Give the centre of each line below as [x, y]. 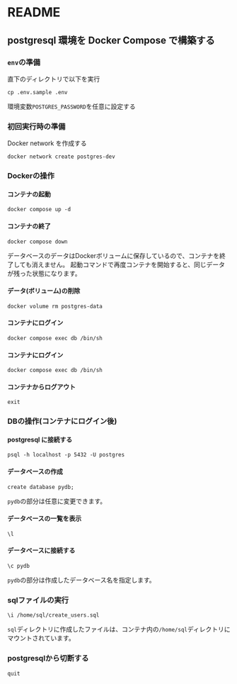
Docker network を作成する [47, 143]
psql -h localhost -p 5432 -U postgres [66, 455]
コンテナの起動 [29, 194]
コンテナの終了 [29, 226]
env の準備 [24, 62]
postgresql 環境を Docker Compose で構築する [111, 40]
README [34, 12]
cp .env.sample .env [38, 92]
